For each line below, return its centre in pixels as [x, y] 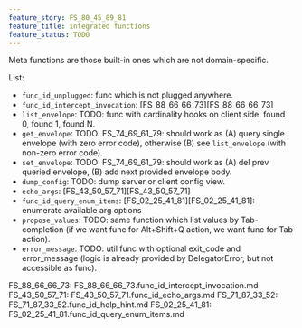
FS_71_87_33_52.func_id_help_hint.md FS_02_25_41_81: [110, 305]
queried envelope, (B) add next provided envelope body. [127, 172]
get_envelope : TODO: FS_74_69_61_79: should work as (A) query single [153, 134]
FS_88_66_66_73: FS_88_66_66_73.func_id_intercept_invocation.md [133, 286]
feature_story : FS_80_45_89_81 [67, 18]
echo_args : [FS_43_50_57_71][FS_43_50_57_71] [106, 192]
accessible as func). [59, 268]
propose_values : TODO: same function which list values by [130, 220]
